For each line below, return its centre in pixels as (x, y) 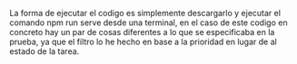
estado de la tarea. (45, 51)
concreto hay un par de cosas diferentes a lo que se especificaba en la (142, 32)
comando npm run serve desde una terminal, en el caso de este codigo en (148, 23)
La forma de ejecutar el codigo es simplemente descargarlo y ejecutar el (145, 13)
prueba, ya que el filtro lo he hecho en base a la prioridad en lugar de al (143, 41)
